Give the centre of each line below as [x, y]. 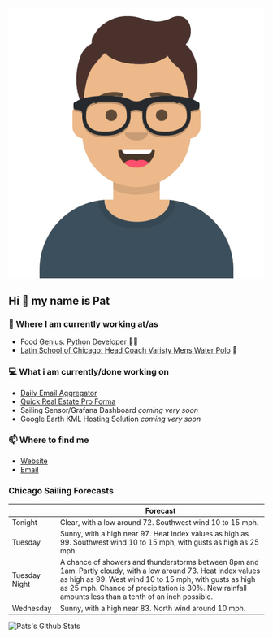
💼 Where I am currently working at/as [83, 323]
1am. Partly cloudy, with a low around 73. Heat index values [160, 571]
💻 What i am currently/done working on [89, 372]
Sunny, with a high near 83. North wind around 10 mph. [153, 608]
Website [34, 461]
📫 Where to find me [49, 440]
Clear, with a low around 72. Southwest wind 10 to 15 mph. [159, 522]
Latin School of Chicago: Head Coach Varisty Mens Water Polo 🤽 [129, 350]
